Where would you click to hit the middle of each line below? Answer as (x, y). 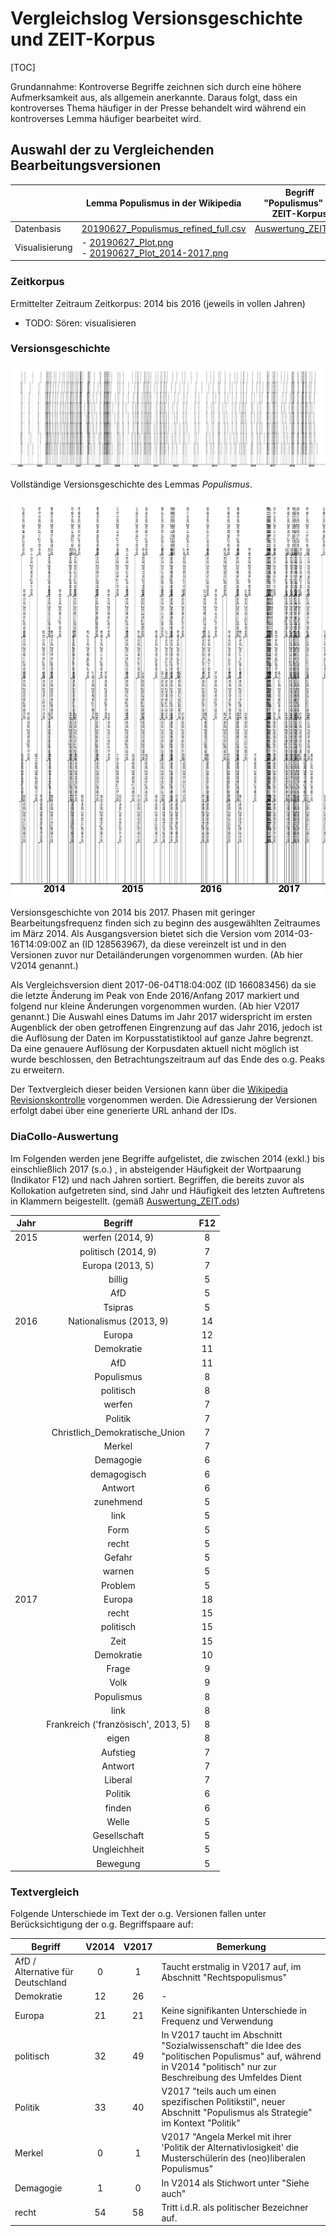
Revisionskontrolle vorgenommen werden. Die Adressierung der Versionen (164, 1100)
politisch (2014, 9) (118, 1251)
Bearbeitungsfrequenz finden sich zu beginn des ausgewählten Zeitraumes (165, 923)
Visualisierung (43, 248)
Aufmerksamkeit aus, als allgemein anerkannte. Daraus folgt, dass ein (154, 97)
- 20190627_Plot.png (127, 242)
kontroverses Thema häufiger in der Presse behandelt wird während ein (158, 108)
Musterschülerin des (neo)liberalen (234, 2158)
